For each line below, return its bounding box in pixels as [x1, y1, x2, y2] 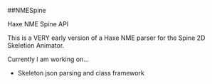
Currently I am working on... [7, 55, 89, 63]
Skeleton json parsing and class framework [17, 69, 144, 77]
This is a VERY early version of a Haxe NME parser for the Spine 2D [7, 33, 206, 42]
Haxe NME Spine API [7, 20, 69, 28]
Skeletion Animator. [7, 41, 65, 49]
